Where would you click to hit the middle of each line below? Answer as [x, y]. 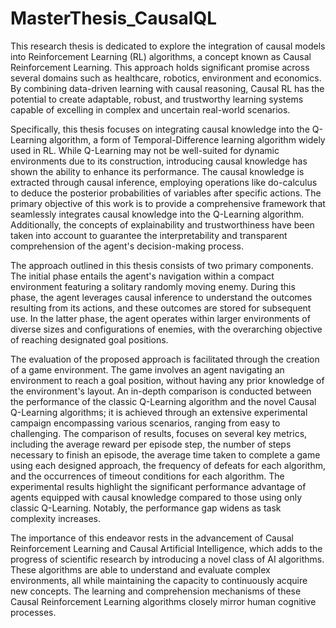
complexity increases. [55, 518]
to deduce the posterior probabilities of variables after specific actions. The [166, 193]
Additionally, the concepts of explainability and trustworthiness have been [162, 224]
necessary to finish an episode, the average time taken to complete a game [165, 454]
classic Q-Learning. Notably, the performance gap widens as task [146, 508]
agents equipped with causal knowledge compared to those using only [156, 497]
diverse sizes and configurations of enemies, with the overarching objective [166, 329]
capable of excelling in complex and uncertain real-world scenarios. [150, 109]
